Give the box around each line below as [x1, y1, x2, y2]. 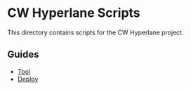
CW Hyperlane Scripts [7, 5, 140, 21]
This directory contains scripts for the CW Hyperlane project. [7, 28, 184, 37]
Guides [7, 49, 40, 60]
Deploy [17, 75, 39, 83]
